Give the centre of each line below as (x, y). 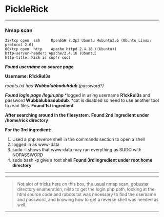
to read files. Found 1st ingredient (40, 106)
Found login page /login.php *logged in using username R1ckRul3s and (78, 95)
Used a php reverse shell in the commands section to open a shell (78, 139)
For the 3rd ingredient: (29, 130)
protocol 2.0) (20, 45)
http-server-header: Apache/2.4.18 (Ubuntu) (51, 53)
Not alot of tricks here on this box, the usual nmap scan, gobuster (83, 184)
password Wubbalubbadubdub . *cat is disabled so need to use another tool (82, 100)
